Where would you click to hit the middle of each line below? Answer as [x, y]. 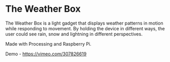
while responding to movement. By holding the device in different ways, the [85, 28]
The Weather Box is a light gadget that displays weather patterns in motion [84, 23]
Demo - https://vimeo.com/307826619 [46, 54]
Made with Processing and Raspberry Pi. [48, 44]
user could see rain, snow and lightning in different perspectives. [74, 34]
